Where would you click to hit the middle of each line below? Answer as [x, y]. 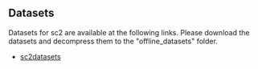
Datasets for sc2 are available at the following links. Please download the [129, 32]
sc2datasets [41, 56]
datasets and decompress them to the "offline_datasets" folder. [113, 41]
